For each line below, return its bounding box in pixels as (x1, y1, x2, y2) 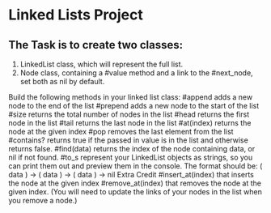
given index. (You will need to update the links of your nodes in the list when (8, 187, 263, 196)
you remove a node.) (8, 196, 78, 205)
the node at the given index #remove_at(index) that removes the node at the (8, 178, 261, 188)
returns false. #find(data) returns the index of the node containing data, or (8, 144, 256, 153)
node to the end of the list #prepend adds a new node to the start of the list (8, 101, 260, 110)
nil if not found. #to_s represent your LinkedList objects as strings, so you (8, 152, 253, 162)
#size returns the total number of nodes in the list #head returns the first (8, 109, 250, 119)
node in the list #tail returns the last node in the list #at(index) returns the (8, 118, 252, 127)
